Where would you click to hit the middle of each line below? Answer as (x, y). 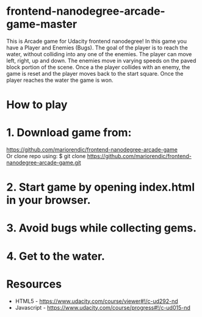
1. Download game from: (69, 133)
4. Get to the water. (56, 256)
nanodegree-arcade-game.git (44, 162)
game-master (42, 24)
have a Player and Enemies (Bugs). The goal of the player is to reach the (97, 48)
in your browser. (49, 200)
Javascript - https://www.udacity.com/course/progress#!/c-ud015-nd (103, 307)
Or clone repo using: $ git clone (46, 156)
